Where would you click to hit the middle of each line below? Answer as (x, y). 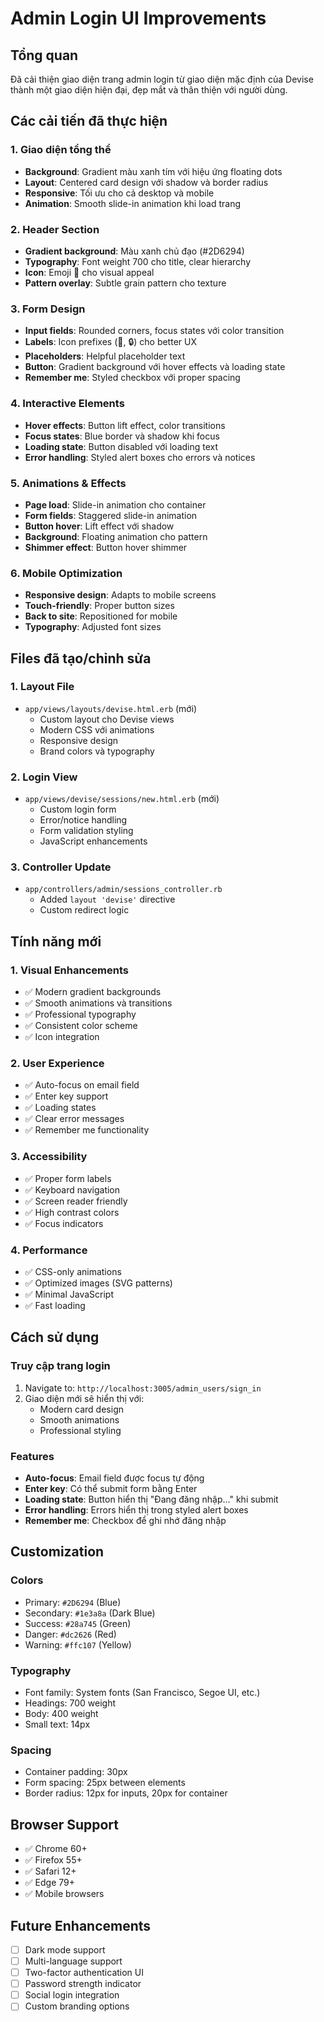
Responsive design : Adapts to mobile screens (120, 595)
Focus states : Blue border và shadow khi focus (122, 436)
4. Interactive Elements (67, 404)
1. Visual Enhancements (69, 970)
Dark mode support (65, 1949)
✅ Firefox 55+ (53, 1860)
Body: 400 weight (61, 1713)
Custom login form (78, 809)
